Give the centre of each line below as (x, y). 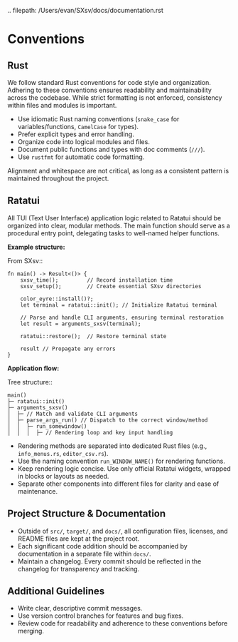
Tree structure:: (30, 382)
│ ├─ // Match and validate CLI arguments (73, 414)
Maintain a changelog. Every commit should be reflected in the (109, 561)
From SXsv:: (25, 260)
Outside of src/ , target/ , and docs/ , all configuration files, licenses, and (123, 531)
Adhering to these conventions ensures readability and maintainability (109, 90)
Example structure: (36, 247)
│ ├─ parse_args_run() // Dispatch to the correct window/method (108, 420)
